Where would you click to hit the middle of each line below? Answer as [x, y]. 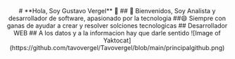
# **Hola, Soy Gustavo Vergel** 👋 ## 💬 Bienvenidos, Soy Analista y [117, 11]
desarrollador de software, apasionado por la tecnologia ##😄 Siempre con [117, 18]
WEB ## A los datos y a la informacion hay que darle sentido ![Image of [117, 33]
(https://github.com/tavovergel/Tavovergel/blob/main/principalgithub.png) [117, 48]
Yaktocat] [117, 40]
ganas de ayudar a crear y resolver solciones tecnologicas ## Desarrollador [117, 26]
